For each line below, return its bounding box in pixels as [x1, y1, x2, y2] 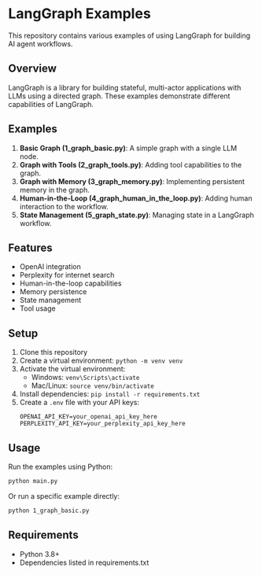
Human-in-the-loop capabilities [19, 278, 122, 288]
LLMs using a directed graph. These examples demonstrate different [8, 91, 231, 101]
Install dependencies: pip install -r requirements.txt [19, 389, 201, 399]
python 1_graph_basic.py [8, 507, 90, 514]
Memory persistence [19, 287, 87, 297]
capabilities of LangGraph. [8, 99, 94, 109]
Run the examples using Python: [8, 462, 113, 471]
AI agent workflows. [8, 39, 73, 48]
